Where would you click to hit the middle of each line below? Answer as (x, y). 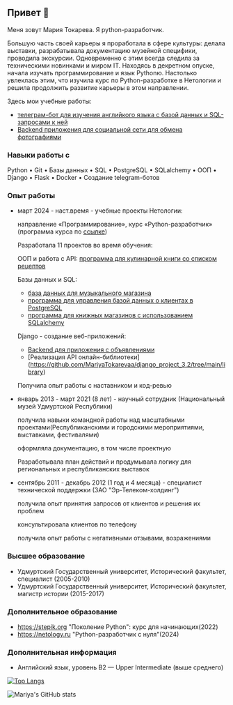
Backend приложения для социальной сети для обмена (100, 129)
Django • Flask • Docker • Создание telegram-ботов (83, 178)
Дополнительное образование (63, 612)
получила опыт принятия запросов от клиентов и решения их (109, 503)
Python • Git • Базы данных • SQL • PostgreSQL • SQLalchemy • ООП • (112, 170)
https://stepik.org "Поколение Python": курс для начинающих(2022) (118, 627)
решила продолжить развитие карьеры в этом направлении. (98, 87)
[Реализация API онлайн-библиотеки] (84, 357)
